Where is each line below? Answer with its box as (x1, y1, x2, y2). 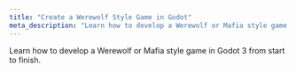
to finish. (9, 54, 42, 65)
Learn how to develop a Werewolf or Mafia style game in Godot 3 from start (9, 45, 285, 55)
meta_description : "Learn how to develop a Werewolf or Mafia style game (9, 21, 288, 30)
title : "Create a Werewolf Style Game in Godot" (9, 12, 192, 22)
